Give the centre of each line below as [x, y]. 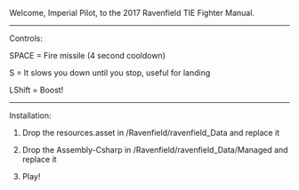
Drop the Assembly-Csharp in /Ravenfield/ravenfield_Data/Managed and [155, 150]
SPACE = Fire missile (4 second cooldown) [88, 55]
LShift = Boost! [36, 90]
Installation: [30, 115]
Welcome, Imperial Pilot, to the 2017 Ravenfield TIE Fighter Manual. [132, 13]
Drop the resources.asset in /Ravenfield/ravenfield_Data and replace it [151, 133]
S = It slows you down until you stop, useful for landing [110, 73]
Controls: [26, 38]
